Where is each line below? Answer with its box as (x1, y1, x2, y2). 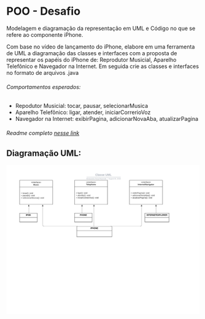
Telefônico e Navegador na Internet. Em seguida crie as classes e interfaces (6, 63, 199, 70)
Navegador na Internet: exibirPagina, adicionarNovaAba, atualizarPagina (15, 115, 198, 123)
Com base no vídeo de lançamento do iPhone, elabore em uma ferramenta (6, 43, 195, 50)
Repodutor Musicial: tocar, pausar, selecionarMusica (15, 102, 149, 110)
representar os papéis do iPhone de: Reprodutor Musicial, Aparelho (6, 56, 177, 63)
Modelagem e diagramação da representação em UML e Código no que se (6, 25, 196, 32)
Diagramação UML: (6, 148, 82, 159)
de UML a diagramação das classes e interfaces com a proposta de (6, 49, 177, 56)
